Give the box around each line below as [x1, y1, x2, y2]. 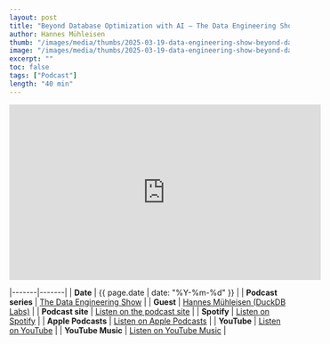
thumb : [9, 37, 34, 47]
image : [9, 46, 34, 55]
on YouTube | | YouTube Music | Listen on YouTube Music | [9, 324, 227, 335]
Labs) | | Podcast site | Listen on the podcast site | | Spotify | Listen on [9, 306, 270, 316]
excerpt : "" [9, 54, 53, 63]
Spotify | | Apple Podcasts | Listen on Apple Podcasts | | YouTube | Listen [9, 315, 281, 326]
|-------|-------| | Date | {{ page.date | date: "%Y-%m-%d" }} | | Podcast [9, 287, 278, 298]
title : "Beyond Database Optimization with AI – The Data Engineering [9, 21, 277, 30]
